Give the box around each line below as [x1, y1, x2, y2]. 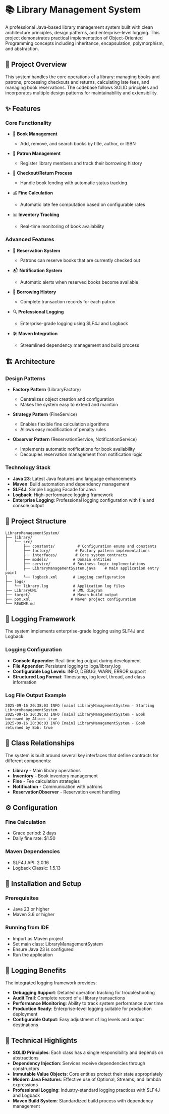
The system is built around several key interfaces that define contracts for [5, 752, 159, 758]
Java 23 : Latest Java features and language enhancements [12, 475, 136, 482]
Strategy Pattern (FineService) [12, 411, 77, 417]
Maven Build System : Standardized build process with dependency [12, 1098, 153, 1104]
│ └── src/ [5, 539, 33, 544]
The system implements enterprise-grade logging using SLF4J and [5, 628, 145, 634]
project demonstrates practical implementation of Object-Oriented [5, 35, 143, 41]
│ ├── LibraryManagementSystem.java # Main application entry [5, 566, 159, 571]
